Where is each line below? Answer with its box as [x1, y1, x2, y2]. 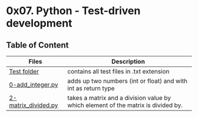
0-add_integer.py [9, 81, 58, 89]
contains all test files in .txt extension [67, 68, 170, 75]
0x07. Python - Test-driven [6, 4, 141, 18]
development [6, 16, 72, 30]
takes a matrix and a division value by [67, 94, 171, 102]
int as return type [67, 84, 115, 92]
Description [111, 58, 146, 65]
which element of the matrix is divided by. [67, 101, 183, 109]
